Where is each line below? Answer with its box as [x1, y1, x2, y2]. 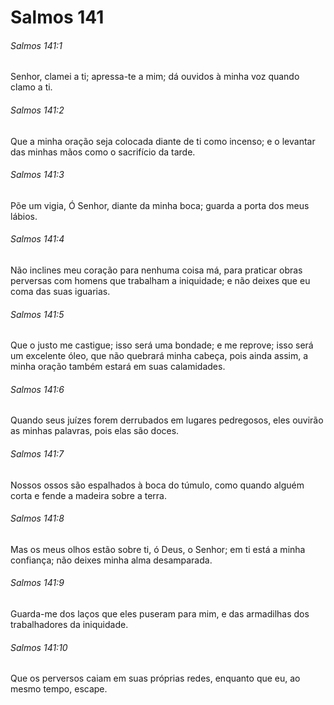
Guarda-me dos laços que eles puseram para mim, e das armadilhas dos [10, 608, 310, 620]
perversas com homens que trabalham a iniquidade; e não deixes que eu [10, 275, 311, 286]
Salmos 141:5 [10, 308, 65, 320]
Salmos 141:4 [10, 233, 65, 245]
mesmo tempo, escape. [10, 683, 108, 695]
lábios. [10, 210, 38, 222]
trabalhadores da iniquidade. [10, 619, 129, 631]
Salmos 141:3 [10, 169, 65, 181]
